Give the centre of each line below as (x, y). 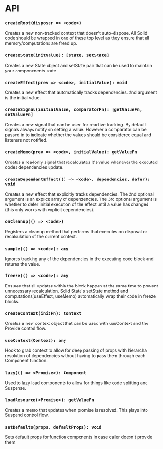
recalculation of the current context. (41, 237)
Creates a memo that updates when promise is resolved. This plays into (76, 410)
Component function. (26, 361)
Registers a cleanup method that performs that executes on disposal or (76, 232)
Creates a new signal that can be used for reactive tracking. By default (75, 125)
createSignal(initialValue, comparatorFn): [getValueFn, (74, 110)
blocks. (12, 301)
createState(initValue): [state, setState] (57, 55)
